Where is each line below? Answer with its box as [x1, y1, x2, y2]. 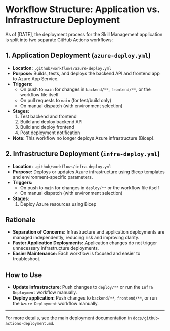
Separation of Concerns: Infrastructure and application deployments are [12, 229, 165, 235]
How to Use [5, 271, 42, 279]
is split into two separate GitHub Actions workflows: [5, 37, 113, 43]
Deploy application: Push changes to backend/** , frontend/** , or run [12, 295, 157, 301]
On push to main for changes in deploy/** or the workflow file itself [20, 184, 159, 191]
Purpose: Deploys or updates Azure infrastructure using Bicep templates [12, 169, 165, 175]
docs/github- [133, 316, 160, 321]
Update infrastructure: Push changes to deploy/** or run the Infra [12, 284, 153, 290]
